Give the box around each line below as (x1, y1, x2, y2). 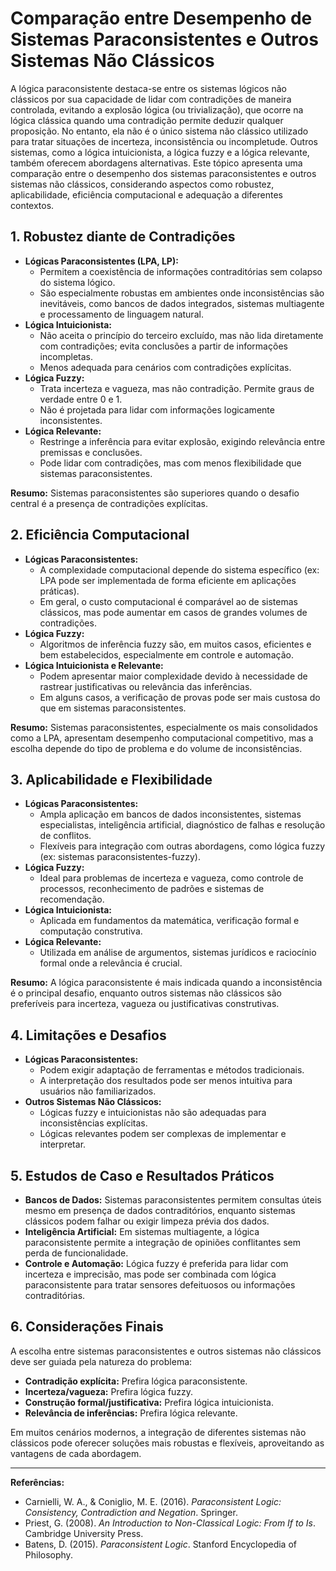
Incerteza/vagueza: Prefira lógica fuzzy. (24, 1385, 194, 1397)
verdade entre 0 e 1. (39, 393, 123, 405)
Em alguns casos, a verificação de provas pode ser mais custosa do (39, 691, 321, 703)
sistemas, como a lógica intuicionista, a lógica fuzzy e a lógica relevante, (10, 146, 310, 158)
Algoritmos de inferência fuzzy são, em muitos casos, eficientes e (39, 638, 312, 650)
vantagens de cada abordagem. (10, 1447, 142, 1459)
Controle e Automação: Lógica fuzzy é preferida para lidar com (24, 1258, 289, 1269)
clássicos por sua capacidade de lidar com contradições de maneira (10, 93, 292, 105)
